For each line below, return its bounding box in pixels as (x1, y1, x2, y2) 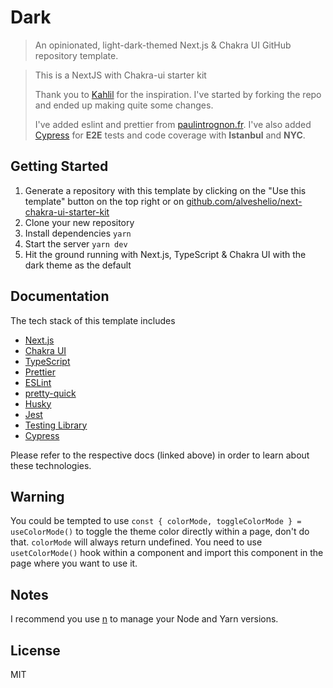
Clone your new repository (24, 216, 135, 228)
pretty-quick (24, 387, 77, 399)
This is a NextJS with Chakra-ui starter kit (34, 69, 207, 81)
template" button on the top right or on (24, 195, 185, 207)
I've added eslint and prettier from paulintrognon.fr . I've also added (34, 118, 312, 130)
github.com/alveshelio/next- (186, 195, 303, 207)
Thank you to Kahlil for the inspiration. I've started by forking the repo (34, 88, 322, 100)
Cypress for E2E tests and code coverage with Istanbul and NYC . (34, 129, 306, 141)
